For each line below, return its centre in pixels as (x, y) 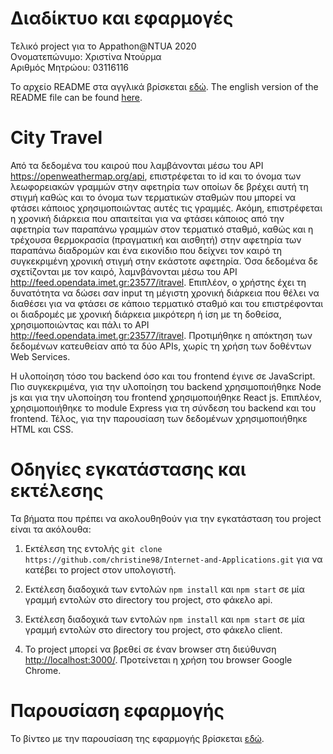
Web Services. (40, 356)
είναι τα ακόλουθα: (51, 529)
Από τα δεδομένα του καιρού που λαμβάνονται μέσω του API (137, 165)
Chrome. (43, 670)
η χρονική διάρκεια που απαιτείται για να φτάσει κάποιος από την (147, 218)
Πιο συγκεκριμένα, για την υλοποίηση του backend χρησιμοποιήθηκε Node (166, 386)
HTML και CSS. (42, 429)
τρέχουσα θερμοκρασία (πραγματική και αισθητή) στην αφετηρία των (156, 239)
